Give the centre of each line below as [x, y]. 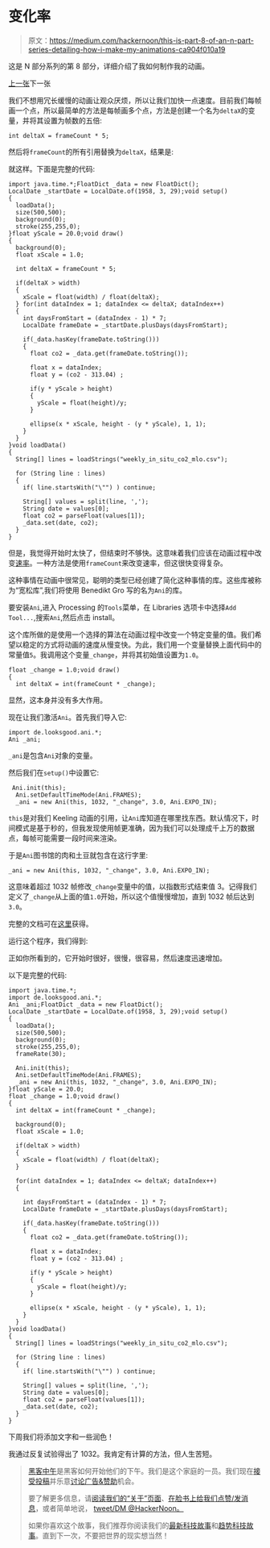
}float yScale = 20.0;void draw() [66, 233]
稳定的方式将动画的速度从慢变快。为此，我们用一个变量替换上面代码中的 [142, 644]
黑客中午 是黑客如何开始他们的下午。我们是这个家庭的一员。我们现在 [141, 1471]
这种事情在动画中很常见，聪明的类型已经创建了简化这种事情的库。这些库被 [131, 580]
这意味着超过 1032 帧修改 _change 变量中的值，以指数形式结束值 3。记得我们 [133, 886]
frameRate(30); [41, 1054]
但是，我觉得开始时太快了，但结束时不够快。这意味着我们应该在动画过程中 [131, 552]
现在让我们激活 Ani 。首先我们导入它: [67, 717]
